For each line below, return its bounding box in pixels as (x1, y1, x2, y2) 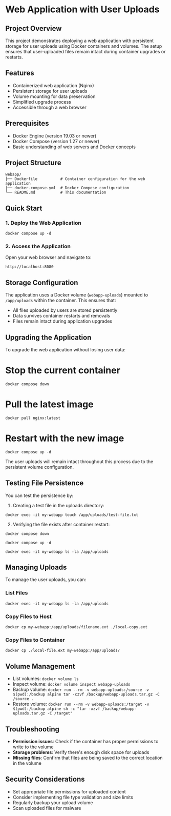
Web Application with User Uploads (5, 4, 160, 15)
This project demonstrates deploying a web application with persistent (5, 37, 154, 44)
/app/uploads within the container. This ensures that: (5, 297, 116, 304)
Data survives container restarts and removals (12, 313, 110, 319)
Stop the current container (5, 365, 120, 376)
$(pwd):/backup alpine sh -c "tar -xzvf (12, 706, 100, 711)
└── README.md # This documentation (5, 190, 106, 195)
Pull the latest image (5, 399, 94, 410)
